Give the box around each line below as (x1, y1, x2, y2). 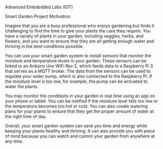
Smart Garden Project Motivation (5, 14, 71, 19)
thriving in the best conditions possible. (5, 44, 84, 49)
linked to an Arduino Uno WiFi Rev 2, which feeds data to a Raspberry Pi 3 (5, 63, 153, 69)
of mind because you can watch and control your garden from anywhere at (5, 133, 155, 139)
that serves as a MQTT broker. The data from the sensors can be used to (5, 68, 151, 74)
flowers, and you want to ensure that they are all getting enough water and (5, 38, 154, 44)
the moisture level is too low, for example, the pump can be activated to (5, 78, 148, 84)
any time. (5, 138, 24, 144)
